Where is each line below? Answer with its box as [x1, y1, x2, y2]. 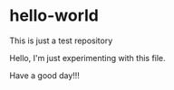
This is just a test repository [9, 35, 113, 46]
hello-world [9, 5, 100, 26]
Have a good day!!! [9, 69, 80, 81]
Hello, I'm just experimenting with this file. [9, 52, 166, 63]
